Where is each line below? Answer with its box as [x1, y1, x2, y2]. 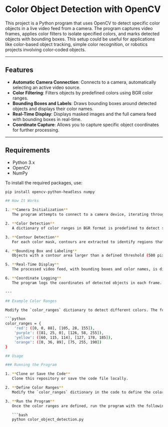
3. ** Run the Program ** [5, 398, 55, 403]
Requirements [5, 146, 50, 154]
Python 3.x [12, 159, 35, 165]
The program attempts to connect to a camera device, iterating [11, 212, 149, 217]
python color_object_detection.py [11, 417, 84, 422]
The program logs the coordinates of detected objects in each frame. [11, 280, 162, 285]
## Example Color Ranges [5, 298, 57, 303]
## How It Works [5, 198, 39, 203]
